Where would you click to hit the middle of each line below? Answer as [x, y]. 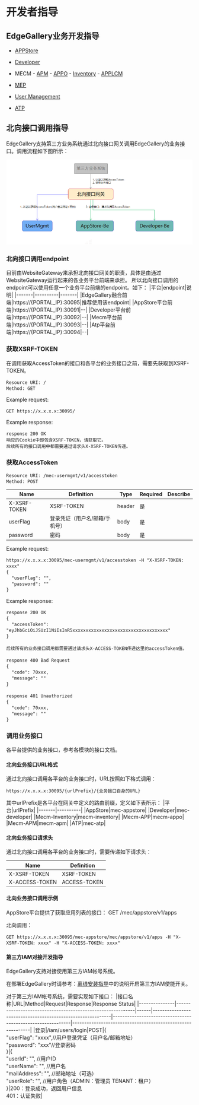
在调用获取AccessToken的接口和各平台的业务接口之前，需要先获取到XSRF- [98, 363]
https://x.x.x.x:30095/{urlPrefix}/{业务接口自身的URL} [73, 791]
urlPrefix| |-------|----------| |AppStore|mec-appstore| [80, 810]
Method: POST [22, 481]
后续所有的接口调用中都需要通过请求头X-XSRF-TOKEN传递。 [68, 446]
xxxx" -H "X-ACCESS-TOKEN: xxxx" [79, 943]
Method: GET [21, 388]
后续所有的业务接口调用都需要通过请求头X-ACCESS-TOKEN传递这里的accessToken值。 [97, 648]
